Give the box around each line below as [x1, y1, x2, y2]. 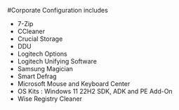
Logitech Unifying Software [17, 57, 97, 66]
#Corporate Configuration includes [7, 6, 109, 14]
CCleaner [17, 28, 46, 35]
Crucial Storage [17, 35, 63, 43]
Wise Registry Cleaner [17, 94, 83, 103]
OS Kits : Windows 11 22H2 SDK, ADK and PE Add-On [17, 87, 173, 95]
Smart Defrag [17, 72, 58, 80]
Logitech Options [17, 49, 68, 58]
